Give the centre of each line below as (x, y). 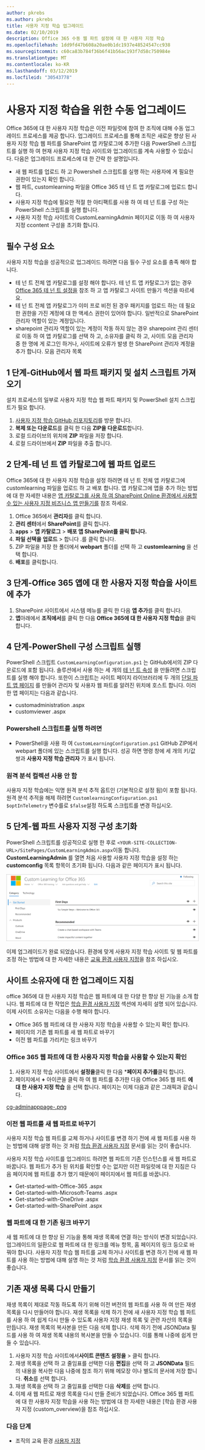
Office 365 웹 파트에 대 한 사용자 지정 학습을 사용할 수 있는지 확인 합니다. (102, 1024)
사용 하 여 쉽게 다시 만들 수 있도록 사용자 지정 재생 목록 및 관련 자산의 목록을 (103, 1320)
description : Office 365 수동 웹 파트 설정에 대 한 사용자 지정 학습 (86, 39)
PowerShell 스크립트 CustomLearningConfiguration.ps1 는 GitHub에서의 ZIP (99, 662)
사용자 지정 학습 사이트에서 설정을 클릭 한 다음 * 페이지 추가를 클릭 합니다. (100, 1071)
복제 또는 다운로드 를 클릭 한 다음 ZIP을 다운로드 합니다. (79, 428)
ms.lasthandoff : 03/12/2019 (42, 71)
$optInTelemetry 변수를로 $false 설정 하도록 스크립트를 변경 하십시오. (89, 805)
